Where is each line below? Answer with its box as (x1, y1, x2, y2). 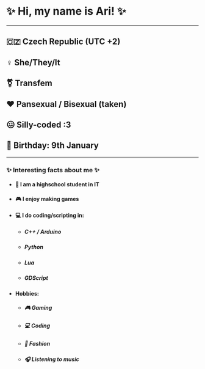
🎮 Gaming (24, 304, 52, 312)
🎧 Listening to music (24, 356, 79, 363)
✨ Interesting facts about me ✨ (6, 166, 99, 174)
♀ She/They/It (6, 57, 60, 68)
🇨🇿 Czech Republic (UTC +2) (6, 37, 121, 47)
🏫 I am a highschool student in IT (15, 181, 99, 188)
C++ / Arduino (24, 228, 62, 235)
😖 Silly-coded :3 (6, 119, 71, 130)
